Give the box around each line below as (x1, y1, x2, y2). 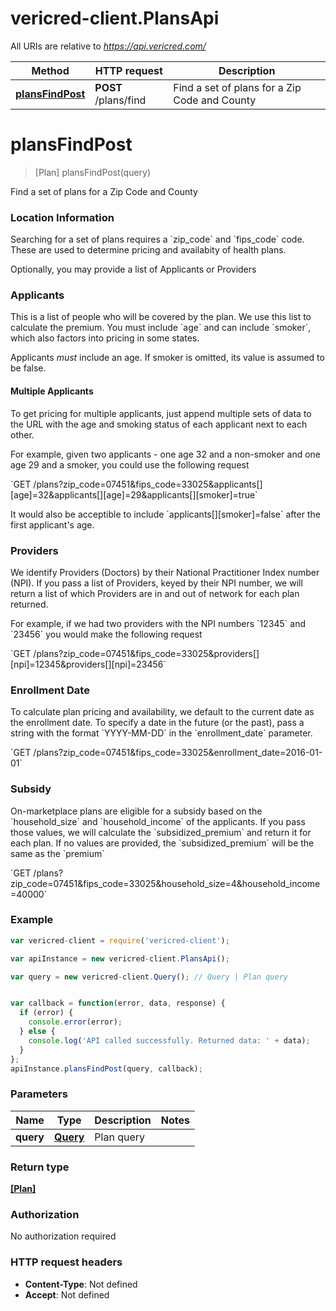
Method (31, 63, 70, 77)
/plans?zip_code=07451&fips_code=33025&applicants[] (33, 478, 263, 490)
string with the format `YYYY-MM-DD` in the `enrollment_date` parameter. (10, 727, 313, 739)
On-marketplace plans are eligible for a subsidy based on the (10, 805, 263, 817)
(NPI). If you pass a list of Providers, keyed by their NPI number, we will (10, 577, 303, 589)
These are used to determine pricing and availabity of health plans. (10, 244, 287, 256)
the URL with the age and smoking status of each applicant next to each (10, 418, 308, 430)
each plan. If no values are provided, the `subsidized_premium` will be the (10, 837, 315, 849)
